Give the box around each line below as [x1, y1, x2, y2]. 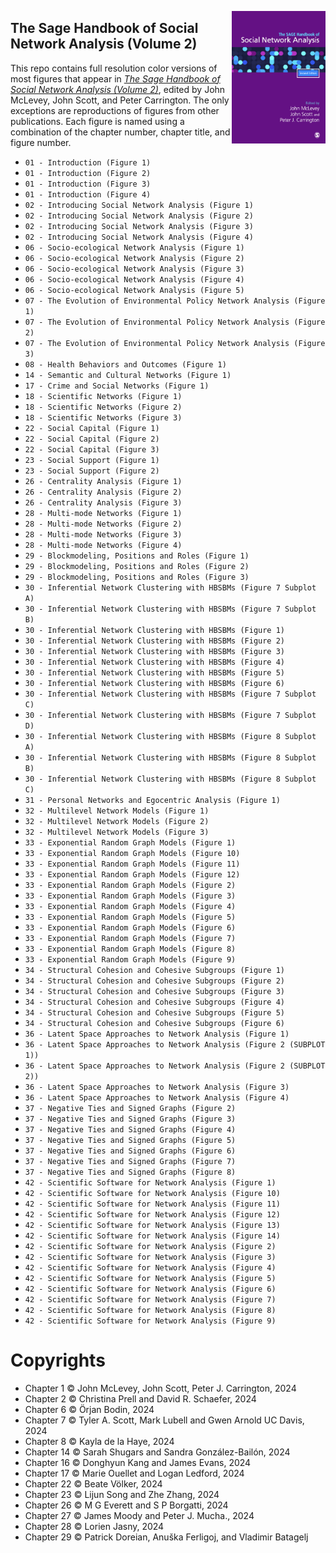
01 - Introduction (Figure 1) [24, 157, 152, 168]
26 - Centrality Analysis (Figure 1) [24, 476, 183, 486]
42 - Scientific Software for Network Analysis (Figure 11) [24, 1199, 281, 1209]
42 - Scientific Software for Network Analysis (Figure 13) [24, 1220, 281, 1230]
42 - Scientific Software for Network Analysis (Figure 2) [24, 1241, 277, 1251]
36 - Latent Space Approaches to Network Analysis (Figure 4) [24, 1092, 290, 1103]
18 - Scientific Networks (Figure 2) [24, 402, 183, 412]
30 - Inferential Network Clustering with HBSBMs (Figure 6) [24, 678, 286, 688]
